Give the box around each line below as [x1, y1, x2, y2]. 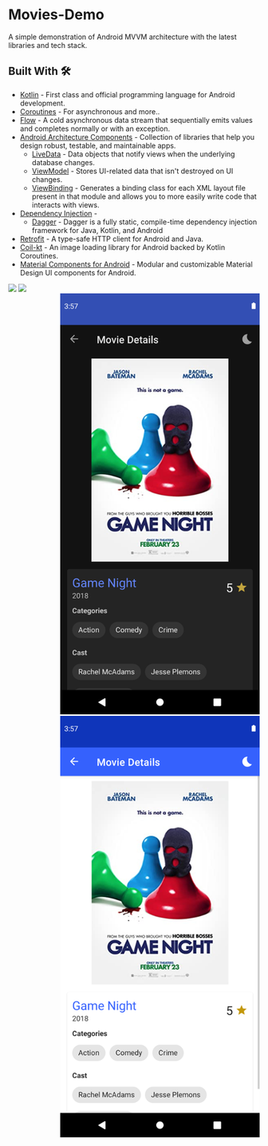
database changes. [31, 157, 96, 167]
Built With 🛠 [8, 65, 72, 78]
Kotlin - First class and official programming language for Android [19, 89, 235, 99]
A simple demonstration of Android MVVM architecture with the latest [8, 32, 237, 41]
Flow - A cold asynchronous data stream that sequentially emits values [19, 115, 253, 124]
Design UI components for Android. [19, 267, 137, 277]
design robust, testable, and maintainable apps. [19, 140, 176, 150]
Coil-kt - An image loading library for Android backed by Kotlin [19, 242, 226, 252]
